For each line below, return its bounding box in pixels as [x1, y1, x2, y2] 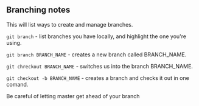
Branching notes [6, 5, 71, 15]
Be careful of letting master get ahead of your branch [6, 92, 140, 99]
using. [6, 39, 22, 46]
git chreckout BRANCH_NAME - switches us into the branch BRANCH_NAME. [6, 62, 194, 70]
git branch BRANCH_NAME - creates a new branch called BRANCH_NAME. [6, 51, 187, 58]
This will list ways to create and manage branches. [6, 21, 133, 28]
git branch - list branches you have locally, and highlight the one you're [6, 33, 187, 40]
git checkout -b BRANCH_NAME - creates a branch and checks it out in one [6, 74, 190, 81]
